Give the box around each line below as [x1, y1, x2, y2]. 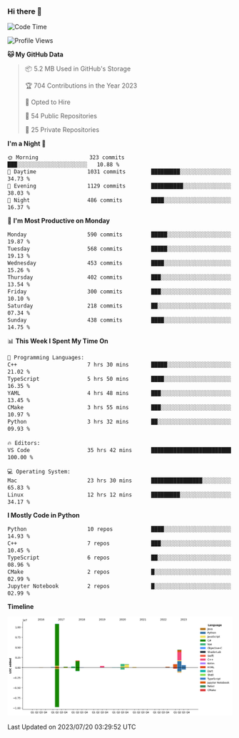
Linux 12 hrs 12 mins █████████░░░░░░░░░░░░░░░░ [7, 491, 232, 498]
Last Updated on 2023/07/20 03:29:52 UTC [7, 723, 137, 732]
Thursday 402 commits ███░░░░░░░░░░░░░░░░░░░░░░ [7, 274, 232, 281]
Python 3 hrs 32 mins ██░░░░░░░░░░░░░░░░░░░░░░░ [7, 419, 232, 426]
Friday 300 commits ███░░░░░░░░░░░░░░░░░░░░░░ [7, 288, 232, 295]
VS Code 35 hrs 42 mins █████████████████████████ [7, 447, 232, 454]
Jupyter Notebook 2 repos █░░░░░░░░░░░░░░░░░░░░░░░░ [7, 583, 232, 590]
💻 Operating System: [7, 468, 71, 476]
